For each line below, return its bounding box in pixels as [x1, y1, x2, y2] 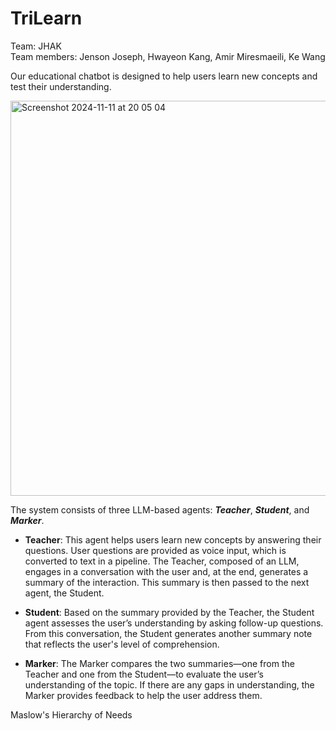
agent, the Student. [24, 587, 105, 599]
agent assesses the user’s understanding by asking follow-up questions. [24, 617, 324, 629]
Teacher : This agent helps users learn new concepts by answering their [24, 533, 322, 546]
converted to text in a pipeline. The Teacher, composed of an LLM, [24, 555, 300, 567]
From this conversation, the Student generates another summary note [24, 627, 313, 639]
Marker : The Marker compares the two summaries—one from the [24, 657, 295, 669]
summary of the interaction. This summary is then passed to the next [24, 576, 310, 588]
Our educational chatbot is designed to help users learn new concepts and [10, 70, 318, 82]
